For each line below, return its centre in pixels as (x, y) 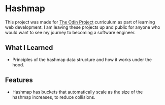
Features (19, 80)
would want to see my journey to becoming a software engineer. (70, 32)
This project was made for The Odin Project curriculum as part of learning (80, 22)
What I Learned (29, 48)
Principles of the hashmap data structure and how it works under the (82, 60)
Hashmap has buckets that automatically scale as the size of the (77, 92)
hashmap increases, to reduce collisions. (54, 97)
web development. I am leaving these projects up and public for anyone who (83, 27)
